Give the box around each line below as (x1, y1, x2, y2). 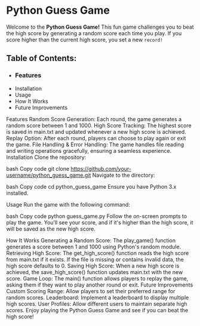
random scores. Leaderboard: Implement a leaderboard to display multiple (6, 294, 189, 301)
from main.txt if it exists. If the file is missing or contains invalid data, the (6, 256, 184, 263)
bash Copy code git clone (6, 165, 70, 172)
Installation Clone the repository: (6, 153, 87, 161)
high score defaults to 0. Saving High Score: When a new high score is (6, 262, 180, 269)
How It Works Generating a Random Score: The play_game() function (6, 236, 176, 244)
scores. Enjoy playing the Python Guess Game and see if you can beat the (6, 306, 189, 313)
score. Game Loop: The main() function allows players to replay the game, (6, 275, 189, 282)
